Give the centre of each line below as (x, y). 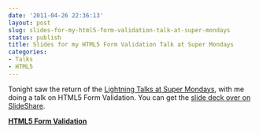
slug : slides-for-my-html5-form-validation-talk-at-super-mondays (119, 30)
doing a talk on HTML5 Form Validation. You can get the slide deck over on (129, 97)
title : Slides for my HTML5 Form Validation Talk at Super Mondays (121, 45)
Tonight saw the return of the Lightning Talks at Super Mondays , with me (126, 89)
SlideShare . (27, 105)
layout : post (30, 23)
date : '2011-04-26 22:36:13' (56, 15)
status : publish (35, 37)
